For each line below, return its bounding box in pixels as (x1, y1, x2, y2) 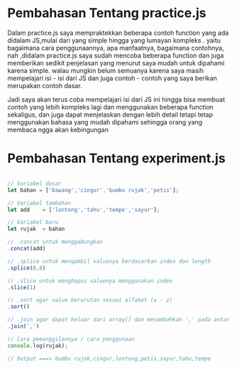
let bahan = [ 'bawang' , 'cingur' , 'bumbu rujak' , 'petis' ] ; (7, 186, 180, 193)
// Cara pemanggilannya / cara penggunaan (7, 336, 135, 343)
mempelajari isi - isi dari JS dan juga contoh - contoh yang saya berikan (7, 73, 218, 82)
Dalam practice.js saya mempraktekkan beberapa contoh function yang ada (7, 28, 229, 37)
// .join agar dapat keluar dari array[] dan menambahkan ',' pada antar (7, 316, 231, 323)
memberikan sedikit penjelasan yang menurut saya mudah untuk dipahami (7, 58, 225, 67)
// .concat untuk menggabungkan (7, 238, 103, 246)
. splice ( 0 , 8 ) (7, 264, 46, 272)
